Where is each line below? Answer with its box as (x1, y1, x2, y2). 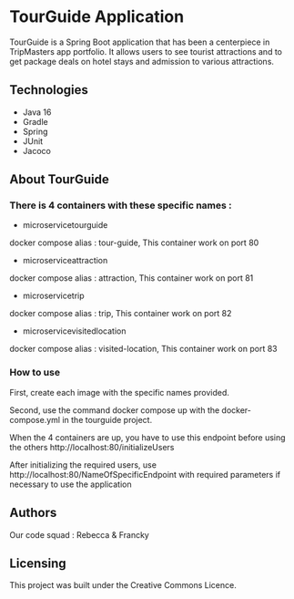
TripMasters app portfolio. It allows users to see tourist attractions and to (9, 46, 282, 57)
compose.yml (9, 414, 61, 425)
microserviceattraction (22, 255, 108, 266)
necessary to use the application (9, 479, 132, 490)
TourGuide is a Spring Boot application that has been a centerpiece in (9, 36, 270, 47)
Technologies (9, 82, 89, 98)
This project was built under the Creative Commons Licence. (9, 580, 237, 591)
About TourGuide (9, 171, 109, 188)
